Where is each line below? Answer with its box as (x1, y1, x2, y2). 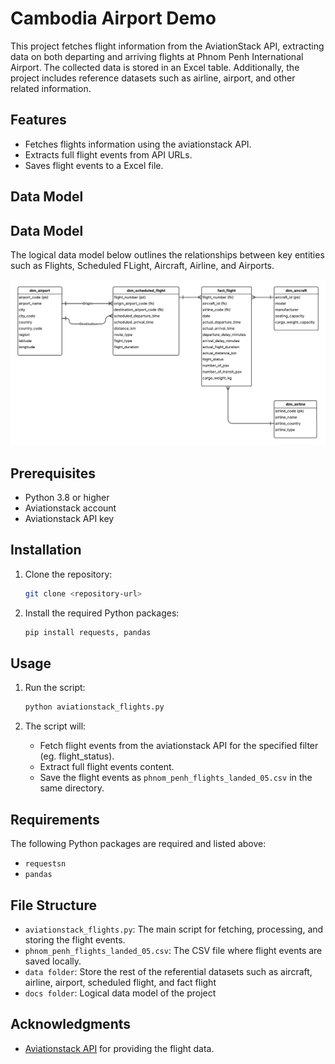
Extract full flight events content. (39, 761, 175, 773)
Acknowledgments (10, 1016, 132, 1033)
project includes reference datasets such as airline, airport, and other (10, 72, 296, 84)
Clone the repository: (24, 568, 113, 580)
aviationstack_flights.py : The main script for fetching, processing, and (24, 923, 324, 935)
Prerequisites (10, 465, 96, 482)
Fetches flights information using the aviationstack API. (24, 138, 252, 150)
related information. (10, 82, 92, 94)
